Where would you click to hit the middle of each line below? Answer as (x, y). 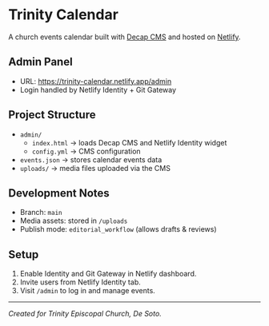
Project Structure (52, 115)
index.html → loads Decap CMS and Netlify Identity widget (129, 142)
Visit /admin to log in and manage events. (88, 291)
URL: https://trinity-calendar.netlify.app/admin (96, 81)
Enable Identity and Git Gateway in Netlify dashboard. (108, 274)
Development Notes (59, 193)
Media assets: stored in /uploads (74, 221)
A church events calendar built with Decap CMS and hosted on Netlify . (125, 37)
